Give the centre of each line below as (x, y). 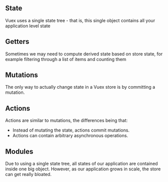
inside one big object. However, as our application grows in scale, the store (83, 169)
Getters (17, 42)
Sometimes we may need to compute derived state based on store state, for (84, 54)
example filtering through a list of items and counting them (66, 59)
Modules (19, 151)
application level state (28, 26)
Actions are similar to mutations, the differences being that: (67, 120)
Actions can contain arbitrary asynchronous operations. (70, 136)
